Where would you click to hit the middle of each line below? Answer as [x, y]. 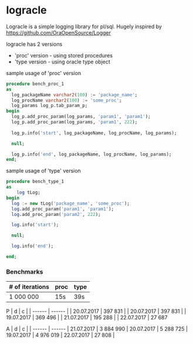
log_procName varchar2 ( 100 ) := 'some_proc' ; [67, 100]
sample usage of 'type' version [43, 171]
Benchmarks [25, 272]
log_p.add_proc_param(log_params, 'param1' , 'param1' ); [81, 117]
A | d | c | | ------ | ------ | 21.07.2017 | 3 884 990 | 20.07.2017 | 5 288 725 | [97, 329]
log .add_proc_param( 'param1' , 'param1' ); [63, 209]
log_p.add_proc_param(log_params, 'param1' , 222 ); [75, 122]
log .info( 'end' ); [33, 246]
